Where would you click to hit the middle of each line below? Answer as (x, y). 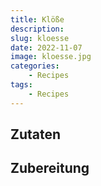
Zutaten (36, 134)
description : (37, 29)
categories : (35, 66)
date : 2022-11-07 (46, 47)
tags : (21, 85)
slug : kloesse (40, 38)
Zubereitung (50, 168)
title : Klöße (37, 19)
